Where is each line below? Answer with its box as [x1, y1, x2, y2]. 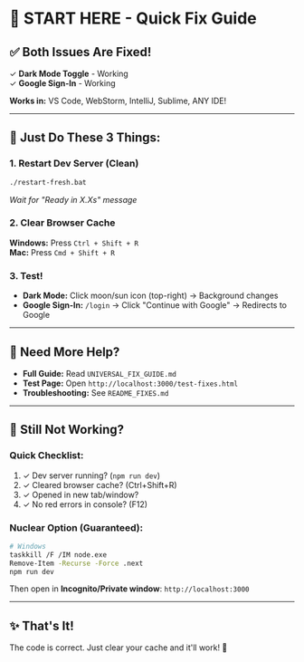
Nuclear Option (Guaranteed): [9, 521, 143, 533]
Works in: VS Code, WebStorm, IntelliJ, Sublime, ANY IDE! [9, 95, 227, 106]
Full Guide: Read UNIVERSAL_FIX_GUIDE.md [22, 368, 176, 379]
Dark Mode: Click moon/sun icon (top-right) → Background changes [22, 290, 279, 302]
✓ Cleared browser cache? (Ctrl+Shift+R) [22, 479, 178, 490]
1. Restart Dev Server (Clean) [9, 158, 139, 170]
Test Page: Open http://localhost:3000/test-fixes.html [22, 378, 239, 389]
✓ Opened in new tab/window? [22, 489, 139, 500]
